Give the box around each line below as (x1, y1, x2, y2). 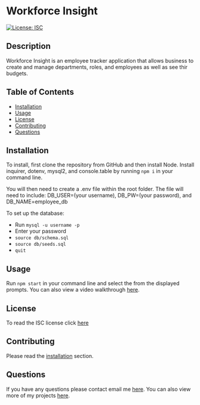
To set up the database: (6, 210, 64, 217)
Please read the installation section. (6, 352, 94, 359)
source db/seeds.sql (14, 242, 66, 248)
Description (6, 41, 51, 51)
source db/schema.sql (14, 235, 69, 241)
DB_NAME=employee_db (6, 198, 68, 205)
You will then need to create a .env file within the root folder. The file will (6, 186, 184, 193)
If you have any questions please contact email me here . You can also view (6, 385, 191, 392)
